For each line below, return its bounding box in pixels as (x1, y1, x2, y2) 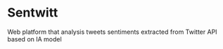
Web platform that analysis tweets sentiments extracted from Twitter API (7, 28, 217, 36)
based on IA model (7, 35, 62, 43)
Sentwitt (7, 5, 58, 21)
